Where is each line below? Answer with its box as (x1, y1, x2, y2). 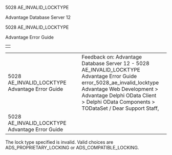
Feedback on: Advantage (81, 53, 142, 61)
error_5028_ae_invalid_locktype (81, 79, 159, 86)
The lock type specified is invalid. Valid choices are (5, 139, 114, 145)
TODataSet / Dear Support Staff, (81, 105, 159, 112)
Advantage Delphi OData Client (81, 92, 157, 99)
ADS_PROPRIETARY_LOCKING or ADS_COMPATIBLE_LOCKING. (5, 145, 139, 150)
